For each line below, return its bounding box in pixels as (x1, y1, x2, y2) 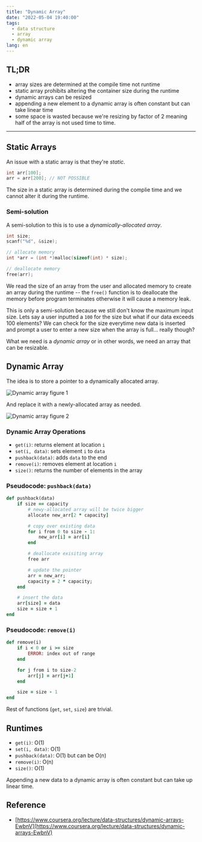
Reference (6, 800, 46, 810)
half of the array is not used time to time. (14, 119, 116, 126)
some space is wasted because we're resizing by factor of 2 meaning (14, 113, 188, 120)
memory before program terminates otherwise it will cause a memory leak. (6, 295, 191, 302)
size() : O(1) (14, 764, 45, 772)
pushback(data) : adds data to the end (14, 454, 107, 461)
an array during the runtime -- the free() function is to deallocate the (6, 288, 178, 296)
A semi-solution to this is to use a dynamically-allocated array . (6, 221, 162, 229)
